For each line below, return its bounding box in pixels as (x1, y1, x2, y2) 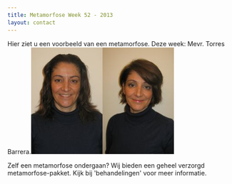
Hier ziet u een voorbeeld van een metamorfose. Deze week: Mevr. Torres (7, 39, 225, 48)
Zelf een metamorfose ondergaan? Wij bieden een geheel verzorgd (7, 161, 205, 170)
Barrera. (7, 147, 31, 156)
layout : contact (7, 18, 56, 26)
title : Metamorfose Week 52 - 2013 (7, 11, 114, 18)
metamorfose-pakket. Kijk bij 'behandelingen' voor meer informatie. (7, 168, 207, 177)
